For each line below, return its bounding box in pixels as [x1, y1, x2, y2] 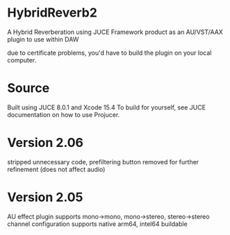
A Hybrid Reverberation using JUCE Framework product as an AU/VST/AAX [7, 28, 224, 36]
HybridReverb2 [7, 5, 97, 21]
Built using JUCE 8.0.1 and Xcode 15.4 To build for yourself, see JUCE [7, 103, 206, 112]
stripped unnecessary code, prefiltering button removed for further [7, 157, 199, 166]
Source [7, 80, 50, 96]
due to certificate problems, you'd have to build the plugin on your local [7, 49, 212, 57]
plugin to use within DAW [7, 35, 79, 43]
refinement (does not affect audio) [7, 165, 106, 173]
